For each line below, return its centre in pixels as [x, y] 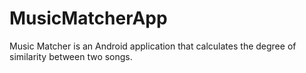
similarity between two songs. [71, 56]
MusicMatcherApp [88, 18]
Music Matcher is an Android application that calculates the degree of [153, 46]
